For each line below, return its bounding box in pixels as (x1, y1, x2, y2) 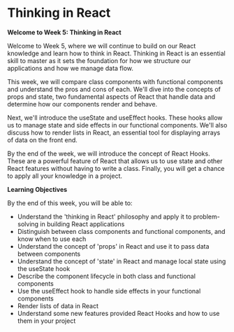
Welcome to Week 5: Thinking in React (7, 28, 122, 36)
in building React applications (40, 219, 125, 228)
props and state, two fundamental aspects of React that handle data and (7, 92, 216, 101)
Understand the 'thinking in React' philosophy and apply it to (17, 212, 192, 221)
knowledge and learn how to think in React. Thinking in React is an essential (7, 49, 226, 57)
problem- (193, 212, 220, 221)
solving (17, 219, 39, 228)
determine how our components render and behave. (7, 99, 158, 108)
